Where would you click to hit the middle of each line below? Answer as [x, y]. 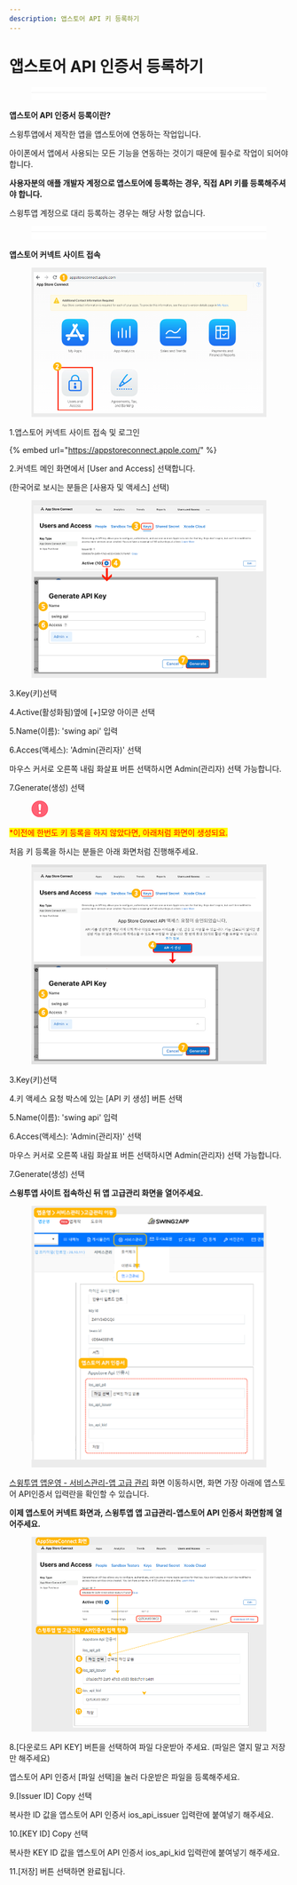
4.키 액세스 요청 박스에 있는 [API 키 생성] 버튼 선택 [96, 1098]
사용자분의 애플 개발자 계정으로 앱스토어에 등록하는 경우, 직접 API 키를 [129, 183]
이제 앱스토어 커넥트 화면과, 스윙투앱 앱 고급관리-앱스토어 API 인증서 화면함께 [141, 1513]
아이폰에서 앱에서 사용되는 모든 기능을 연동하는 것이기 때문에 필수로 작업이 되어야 [149, 153]
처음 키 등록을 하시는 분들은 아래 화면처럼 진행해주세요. [104, 851]
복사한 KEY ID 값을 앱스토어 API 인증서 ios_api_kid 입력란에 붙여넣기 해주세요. [145, 1853]
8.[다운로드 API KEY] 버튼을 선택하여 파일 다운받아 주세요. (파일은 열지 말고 [139, 1747]
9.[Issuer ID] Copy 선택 [51, 1796]
